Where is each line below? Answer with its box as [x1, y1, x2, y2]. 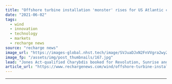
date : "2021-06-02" [5, 12, 47, 17]
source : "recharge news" [5, 45, 58, 50]
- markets [10, 36, 31, 41]
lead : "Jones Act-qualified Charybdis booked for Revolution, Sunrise [5, 60, 159, 65]
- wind [10, 21, 24, 27]
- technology [10, 31, 38, 36]
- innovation [10, 26, 38, 32]
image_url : [5, 50, 29, 55]
